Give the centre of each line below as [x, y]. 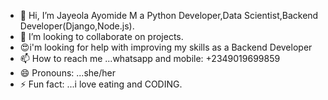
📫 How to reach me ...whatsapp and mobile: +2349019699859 [150, 58]
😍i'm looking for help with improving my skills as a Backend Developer [166, 47]
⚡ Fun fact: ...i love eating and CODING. [101, 84]
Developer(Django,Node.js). [77, 26]
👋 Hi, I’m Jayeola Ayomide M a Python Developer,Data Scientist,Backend [169, 15]
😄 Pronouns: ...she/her [67, 73]
